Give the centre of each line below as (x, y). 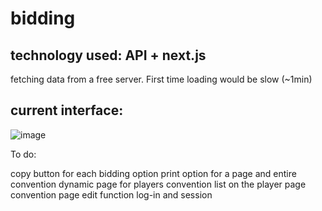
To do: (23, 154)
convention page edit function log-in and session (111, 194)
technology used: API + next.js (108, 55)
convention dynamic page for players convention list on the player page (158, 184)
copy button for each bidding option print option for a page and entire (153, 173)
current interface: (67, 110)
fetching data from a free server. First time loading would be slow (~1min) (161, 79)
